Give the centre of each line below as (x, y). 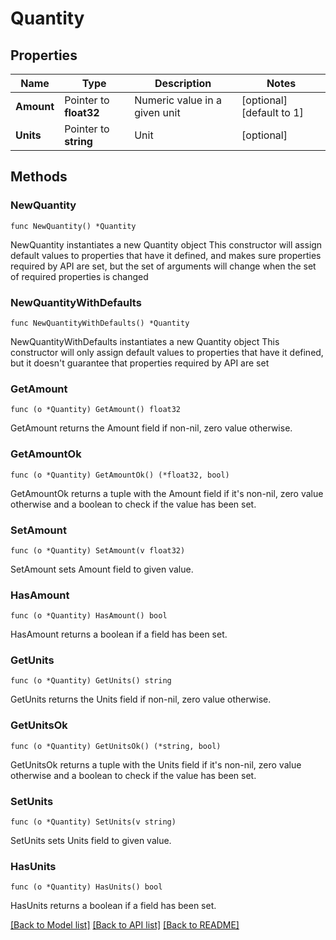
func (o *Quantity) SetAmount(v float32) (98, 550)
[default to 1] (272, 112)
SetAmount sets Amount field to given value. (102, 569)
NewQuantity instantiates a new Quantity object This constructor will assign (166, 244)
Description (183, 83)
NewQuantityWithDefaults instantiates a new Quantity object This (145, 341)
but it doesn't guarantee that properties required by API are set (140, 363)
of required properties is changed (79, 276)
